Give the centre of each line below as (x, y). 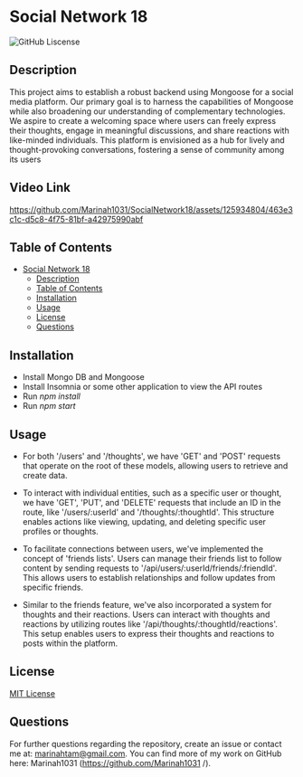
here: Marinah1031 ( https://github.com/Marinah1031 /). (110, 763)
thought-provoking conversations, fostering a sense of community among (147, 149)
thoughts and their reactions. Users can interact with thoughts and (146, 614)
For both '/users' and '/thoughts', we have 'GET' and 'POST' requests (151, 456)
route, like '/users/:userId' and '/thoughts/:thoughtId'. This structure (148, 512)
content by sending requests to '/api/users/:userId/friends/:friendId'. (150, 568)
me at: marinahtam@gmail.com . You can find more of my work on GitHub (146, 753)
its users (25, 159)
